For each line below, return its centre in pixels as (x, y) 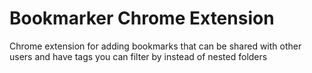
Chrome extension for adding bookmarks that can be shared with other (155, 46)
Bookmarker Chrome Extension (142, 18)
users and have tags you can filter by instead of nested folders (138, 56)
